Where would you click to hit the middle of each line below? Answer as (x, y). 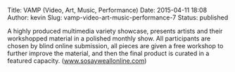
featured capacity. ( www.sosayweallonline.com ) (77, 61)
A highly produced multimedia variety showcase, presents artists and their (115, 31)
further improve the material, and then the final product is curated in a (108, 53)
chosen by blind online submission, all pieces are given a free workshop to (115, 46)
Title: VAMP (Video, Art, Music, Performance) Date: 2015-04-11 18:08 (107, 10)
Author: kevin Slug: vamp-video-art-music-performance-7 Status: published (118, 17)
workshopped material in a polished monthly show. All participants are (109, 38)
